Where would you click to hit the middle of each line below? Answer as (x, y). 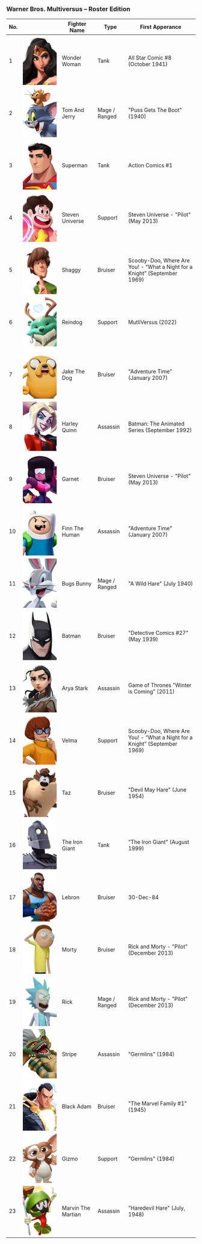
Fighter (77, 23)
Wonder (72, 57)
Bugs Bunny (77, 584)
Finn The (73, 528)
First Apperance (161, 27)
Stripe (69, 1054)
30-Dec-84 (144, 897)
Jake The (74, 371)
